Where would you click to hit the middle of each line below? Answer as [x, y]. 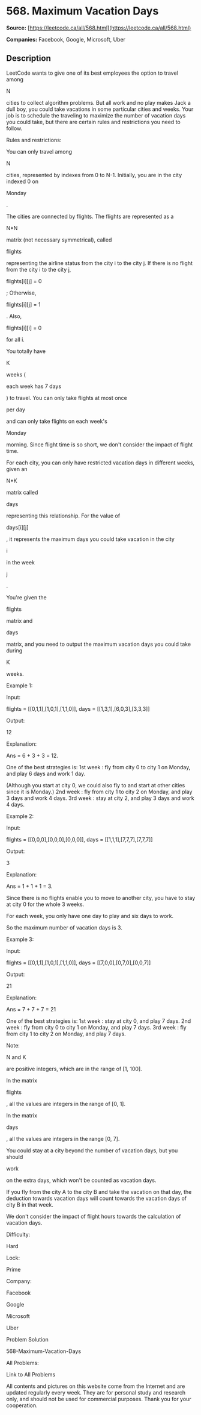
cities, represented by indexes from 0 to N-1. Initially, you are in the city [94, 175]
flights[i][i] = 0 [24, 328]
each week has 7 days [34, 386]
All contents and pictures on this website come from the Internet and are [96, 1386]
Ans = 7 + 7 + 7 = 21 [31, 1009]
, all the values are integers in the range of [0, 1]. [66, 1104]
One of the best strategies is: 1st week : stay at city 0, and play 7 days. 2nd [98, 1021]
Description [28, 58]
